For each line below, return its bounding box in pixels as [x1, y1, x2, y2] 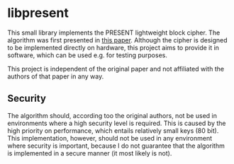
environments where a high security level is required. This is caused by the [7, 119, 226, 127]
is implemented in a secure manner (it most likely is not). [7, 148, 172, 157]
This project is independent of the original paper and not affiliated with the [7, 64, 225, 73]
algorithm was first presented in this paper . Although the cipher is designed [7, 35, 228, 44]
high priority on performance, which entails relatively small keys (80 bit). [7, 126, 219, 135]
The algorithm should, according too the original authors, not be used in [7, 111, 218, 119]
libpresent [7, 5, 69, 21]
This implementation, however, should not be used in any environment [7, 134, 213, 142]
